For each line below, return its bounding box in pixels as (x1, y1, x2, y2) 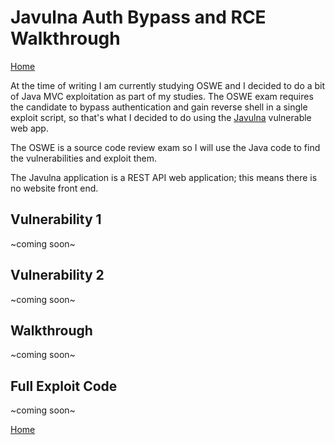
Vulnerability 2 (10, 267, 105, 284)
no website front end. (10, 182, 99, 194)
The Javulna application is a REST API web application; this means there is (10, 171, 318, 183)
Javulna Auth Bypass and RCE (10, 6, 267, 29)
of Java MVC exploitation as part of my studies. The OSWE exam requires (10, 90, 314, 102)
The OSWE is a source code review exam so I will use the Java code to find (10, 141, 321, 153)
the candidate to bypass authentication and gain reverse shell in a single (10, 101, 308, 113)
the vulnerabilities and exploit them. (10, 152, 157, 164)
